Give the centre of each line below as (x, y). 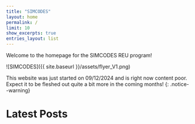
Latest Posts (37, 114)
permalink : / (22, 22)
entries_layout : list (32, 39)
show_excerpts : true (31, 33)
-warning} (18, 90)
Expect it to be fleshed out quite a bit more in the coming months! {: (88, 84)
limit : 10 (18, 28)
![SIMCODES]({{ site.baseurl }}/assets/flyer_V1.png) (68, 67)
